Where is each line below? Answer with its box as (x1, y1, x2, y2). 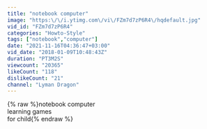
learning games (7, 108, 52, 116)
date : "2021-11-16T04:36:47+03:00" (7, 42, 111, 49)
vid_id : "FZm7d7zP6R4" (7, 23, 73, 30)
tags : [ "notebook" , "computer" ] (7, 36, 98, 43)
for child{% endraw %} (7, 115, 73, 123)
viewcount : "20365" (7, 62, 64, 69)
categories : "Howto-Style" (7, 29, 86, 37)
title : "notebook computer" (7, 10, 89, 17)
